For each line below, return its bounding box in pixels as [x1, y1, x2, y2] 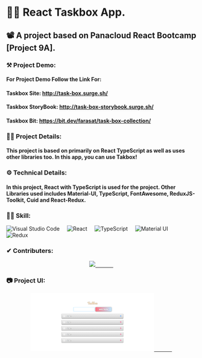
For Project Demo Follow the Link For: [6, 75, 102, 83]
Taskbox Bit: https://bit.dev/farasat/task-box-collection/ [6, 117, 151, 124]
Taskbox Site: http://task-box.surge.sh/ [6, 89, 109, 97]
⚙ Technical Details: [6, 168, 68, 177]
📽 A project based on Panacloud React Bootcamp [6, 30, 197, 40]
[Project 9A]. [6, 42, 55, 53]
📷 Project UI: [6, 276, 46, 285]
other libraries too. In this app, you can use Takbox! [6, 153, 137, 161]
